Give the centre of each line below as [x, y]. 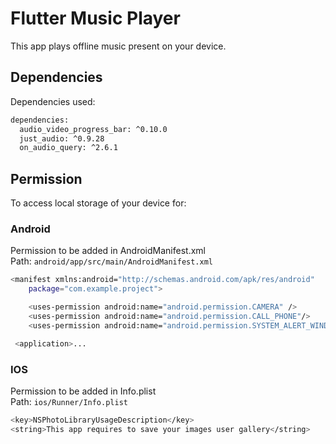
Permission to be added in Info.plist [83, 391]
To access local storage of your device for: [98, 203]
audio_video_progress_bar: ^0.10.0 [93, 129]
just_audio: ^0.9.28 [62, 138]
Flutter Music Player [95, 18]
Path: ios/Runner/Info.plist [69, 401]
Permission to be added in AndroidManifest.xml [108, 251]
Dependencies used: [53, 101]
